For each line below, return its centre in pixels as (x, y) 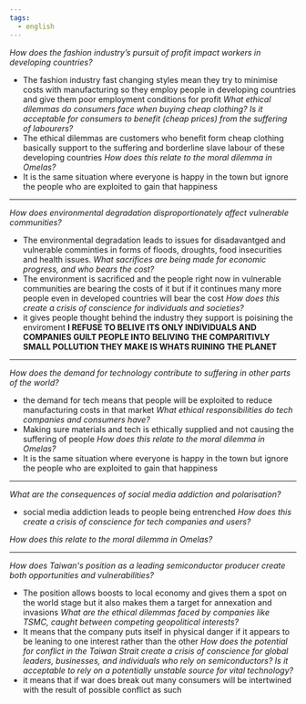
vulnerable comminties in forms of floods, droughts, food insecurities (152, 249)
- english (36, 26)
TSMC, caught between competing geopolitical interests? (131, 622)
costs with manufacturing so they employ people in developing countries (159, 89)
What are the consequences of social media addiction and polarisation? (145, 494)
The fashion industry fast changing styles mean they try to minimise (150, 79)
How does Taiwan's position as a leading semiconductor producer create (148, 565)
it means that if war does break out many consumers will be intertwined (157, 679)
